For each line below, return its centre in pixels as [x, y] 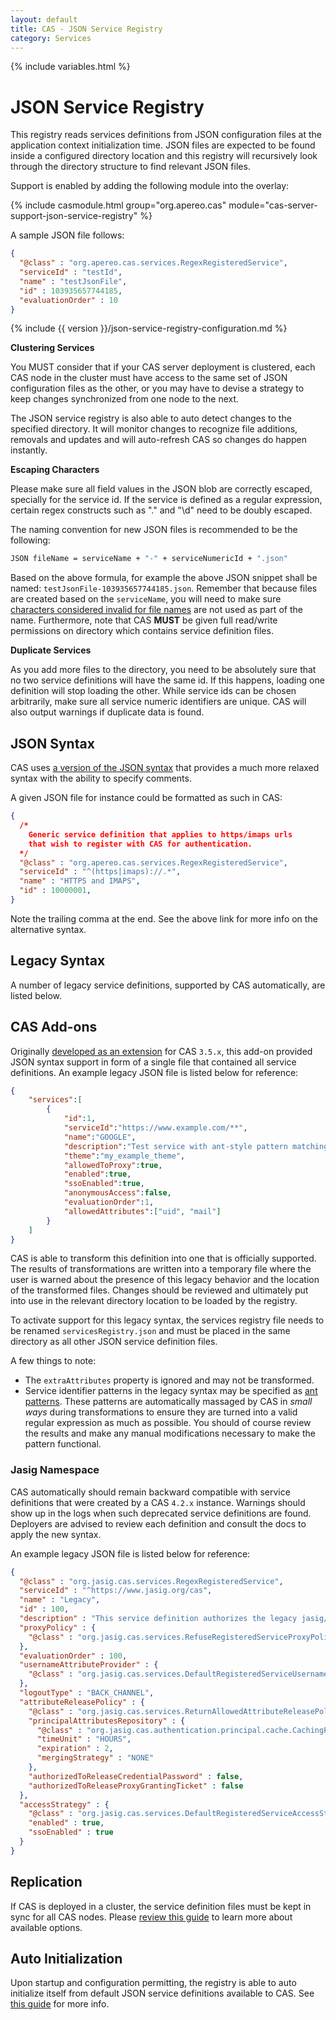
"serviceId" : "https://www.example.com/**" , [155, 1128]
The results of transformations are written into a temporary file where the [161, 1269]
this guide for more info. [60, 2004]
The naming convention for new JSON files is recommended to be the [154, 530]
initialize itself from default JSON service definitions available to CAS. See [162, 1993]
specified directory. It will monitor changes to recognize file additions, [154, 429]
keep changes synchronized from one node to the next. [125, 399]
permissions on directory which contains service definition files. [142, 631]
